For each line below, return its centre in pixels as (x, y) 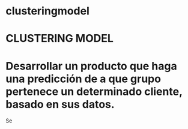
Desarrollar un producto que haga (92, 66)
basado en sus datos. (60, 104)
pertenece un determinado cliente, (94, 91)
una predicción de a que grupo (83, 79)
